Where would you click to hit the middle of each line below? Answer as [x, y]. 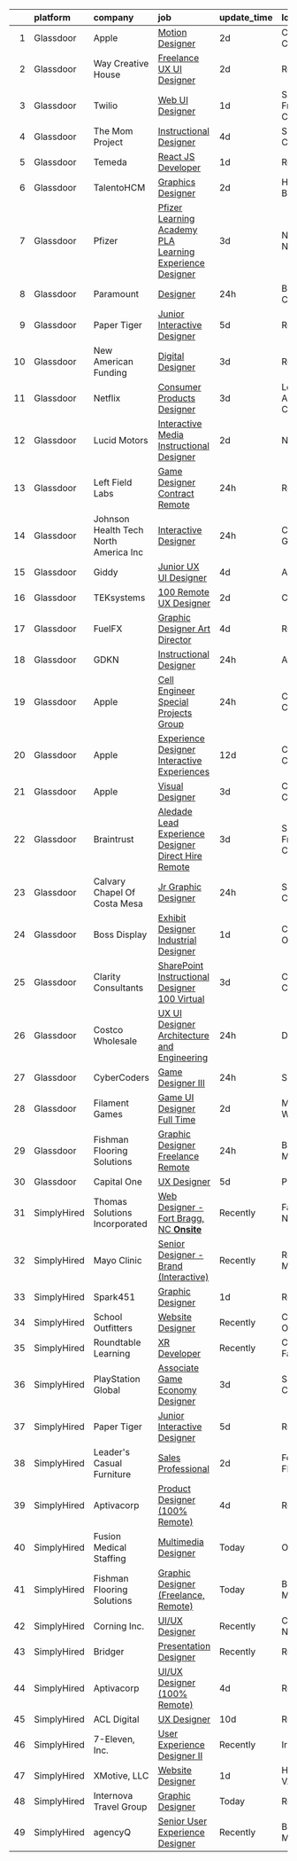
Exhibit [172, 918]
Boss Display [120, 934]
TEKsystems [119, 598]
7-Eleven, [114, 1739]
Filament [111, 1103]
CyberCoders [122, 1078]
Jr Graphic [179, 887]
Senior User [183, 1821]
